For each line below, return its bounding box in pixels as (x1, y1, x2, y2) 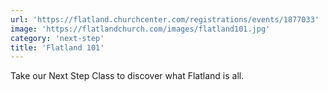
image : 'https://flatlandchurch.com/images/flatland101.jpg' (10, 24, 271, 34)
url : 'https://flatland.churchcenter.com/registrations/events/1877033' (10, 14, 320, 25)
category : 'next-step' (10, 33, 105, 43)
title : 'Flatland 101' (10, 42, 105, 53)
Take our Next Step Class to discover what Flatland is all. (10, 70, 245, 82)
